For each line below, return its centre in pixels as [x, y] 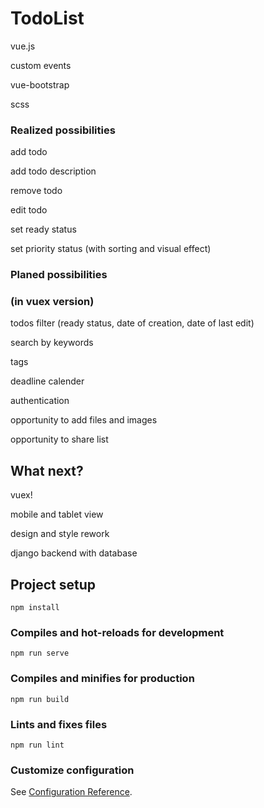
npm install [35, 608]
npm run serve [40, 653]
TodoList [47, 18]
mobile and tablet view [57, 514]
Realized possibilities [63, 130]
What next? [47, 470]
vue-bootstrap [40, 84]
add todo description [53, 171]
